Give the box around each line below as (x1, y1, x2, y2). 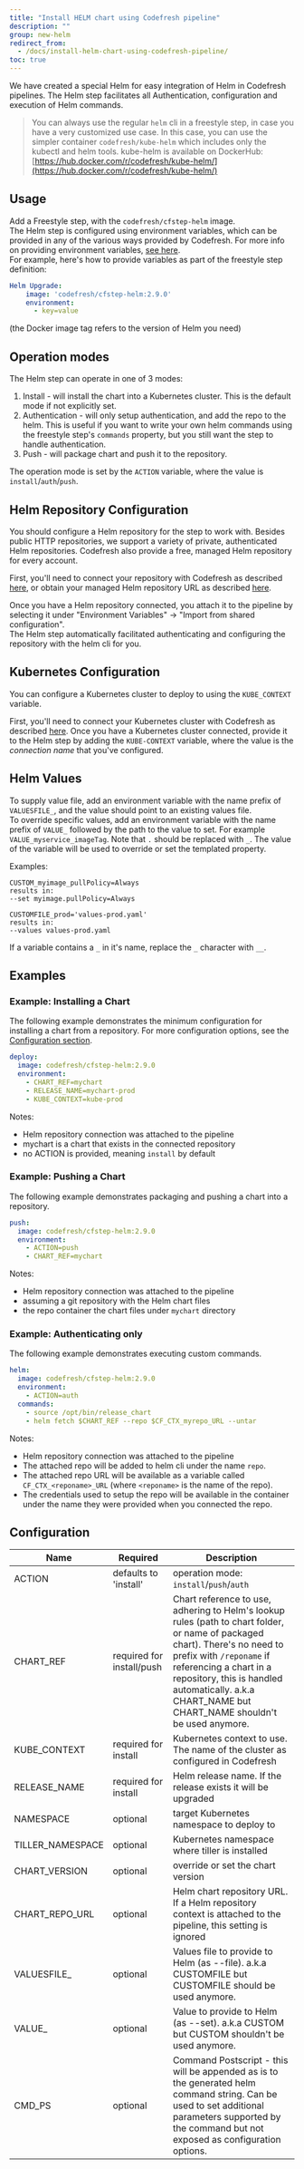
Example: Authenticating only (9, 1328, 143, 1341)
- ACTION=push (25, 1244, 79, 1253)
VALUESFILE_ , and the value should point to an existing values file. (9, 804, 252, 816)
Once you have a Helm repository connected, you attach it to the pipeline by (9, 599, 294, 610)
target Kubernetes (172, 1807, 251, 1820)
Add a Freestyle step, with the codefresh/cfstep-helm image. (9, 215, 236, 227)
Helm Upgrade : (9, 281, 63, 290)
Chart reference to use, (172, 1593, 271, 1605)
